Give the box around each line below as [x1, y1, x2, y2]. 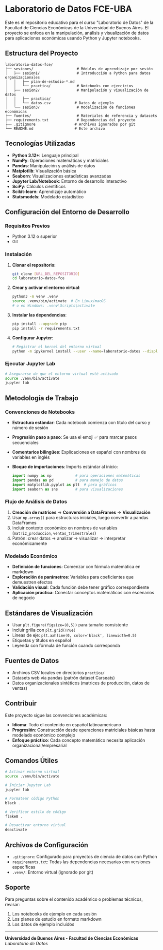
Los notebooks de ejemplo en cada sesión [12, 911, 97, 917]
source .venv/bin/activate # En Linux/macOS [12, 299, 106, 304]
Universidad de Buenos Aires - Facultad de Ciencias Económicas [5, 935, 138, 941]
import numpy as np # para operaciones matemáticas [12, 473, 141, 478]
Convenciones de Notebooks [5, 408, 75, 415]
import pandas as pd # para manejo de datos [12, 478, 123, 483]
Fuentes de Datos [5, 657, 59, 665]
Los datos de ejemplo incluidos [12, 921, 75, 927]
